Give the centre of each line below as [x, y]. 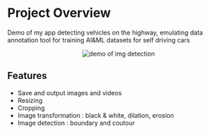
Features [27, 76]
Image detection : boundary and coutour [76, 123]
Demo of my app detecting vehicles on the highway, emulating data [105, 32]
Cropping [31, 108]
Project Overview [59, 13]
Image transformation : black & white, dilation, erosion [96, 115]
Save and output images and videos [69, 92]
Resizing [30, 100]
